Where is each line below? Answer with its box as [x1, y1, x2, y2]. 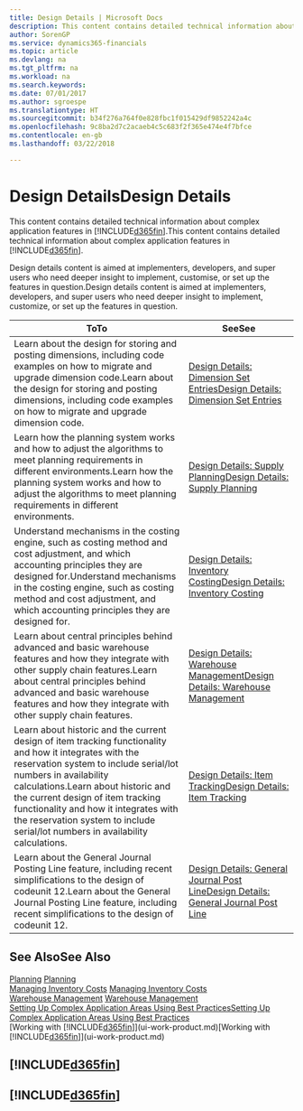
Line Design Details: [188, 884, 271, 897]
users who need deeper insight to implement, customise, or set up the [9, 272, 271, 283]
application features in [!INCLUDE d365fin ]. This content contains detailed [9, 225, 280, 236]
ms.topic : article [9, 47, 78, 56]
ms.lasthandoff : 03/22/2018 [9, 139, 115, 148]
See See [222, 322, 256, 334]
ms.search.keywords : [9, 80, 87, 89]
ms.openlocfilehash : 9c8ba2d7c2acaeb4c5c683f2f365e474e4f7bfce [9, 123, 252, 132]
